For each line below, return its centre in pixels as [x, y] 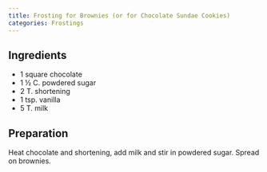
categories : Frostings [46, 23]
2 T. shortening [45, 92]
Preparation [38, 133]
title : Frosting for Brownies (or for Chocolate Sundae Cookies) [119, 16]
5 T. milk [34, 108]
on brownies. [30, 161]
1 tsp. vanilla [40, 100]
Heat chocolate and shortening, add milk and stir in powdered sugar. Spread [134, 153]
